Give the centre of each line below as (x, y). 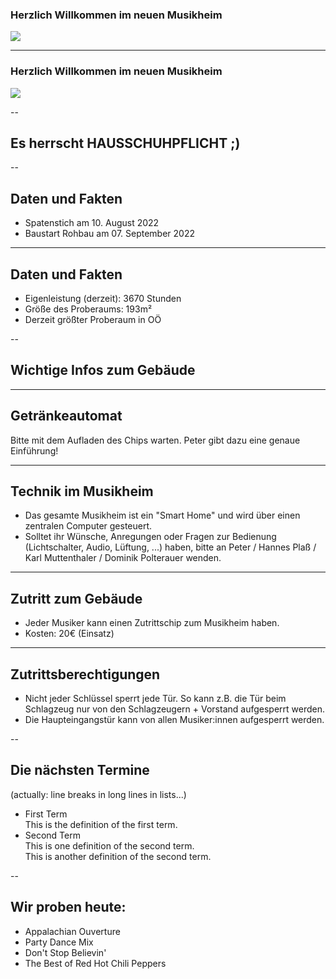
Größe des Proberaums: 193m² (88, 309)
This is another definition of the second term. (118, 856)
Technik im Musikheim (82, 491)
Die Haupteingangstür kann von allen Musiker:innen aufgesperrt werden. (174, 720)
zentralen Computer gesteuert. (88, 526)
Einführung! (34, 450)
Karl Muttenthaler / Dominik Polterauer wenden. (123, 558)
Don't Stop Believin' (65, 952)
